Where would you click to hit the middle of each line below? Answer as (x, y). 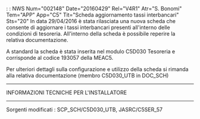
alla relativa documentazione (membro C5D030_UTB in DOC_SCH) (87, 75)
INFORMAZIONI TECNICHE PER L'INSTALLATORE (67, 92)
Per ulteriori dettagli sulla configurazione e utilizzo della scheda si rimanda (97, 69)
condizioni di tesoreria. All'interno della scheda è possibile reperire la (91, 34)
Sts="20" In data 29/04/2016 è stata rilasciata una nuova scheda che (91, 21)
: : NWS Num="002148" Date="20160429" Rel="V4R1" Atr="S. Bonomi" (94, 9)
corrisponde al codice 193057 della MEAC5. (60, 58)
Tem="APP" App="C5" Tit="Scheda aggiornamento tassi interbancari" (93, 15)
